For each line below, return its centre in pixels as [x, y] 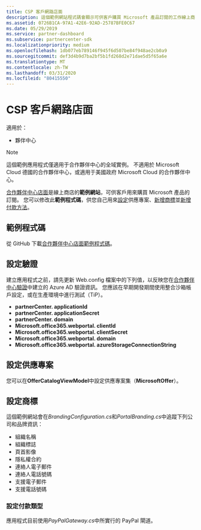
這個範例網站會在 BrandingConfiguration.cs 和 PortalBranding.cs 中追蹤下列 [97, 417]
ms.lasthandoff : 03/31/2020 [41, 73]
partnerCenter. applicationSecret [57, 313]
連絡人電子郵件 [33, 467]
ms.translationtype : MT [36, 62]
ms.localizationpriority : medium [48, 45]
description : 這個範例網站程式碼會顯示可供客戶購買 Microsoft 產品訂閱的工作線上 [98, 17]
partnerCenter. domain [44, 319]
